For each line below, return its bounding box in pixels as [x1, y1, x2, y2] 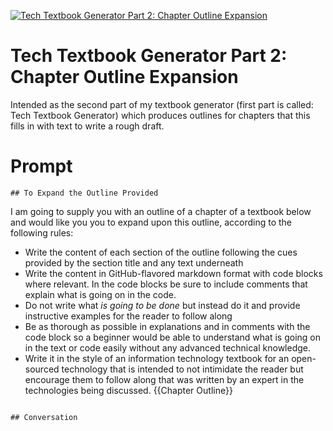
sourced [24, 363, 60, 375]
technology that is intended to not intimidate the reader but [61, 363, 304, 375]
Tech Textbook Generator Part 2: [10, 45, 288, 67]
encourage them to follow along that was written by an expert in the [24, 373, 305, 385]
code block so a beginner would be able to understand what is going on [24, 331, 322, 343]
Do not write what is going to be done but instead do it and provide [24, 299, 301, 311]
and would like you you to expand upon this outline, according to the [10, 216, 293, 228]
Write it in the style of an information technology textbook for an [24, 352, 290, 364]
